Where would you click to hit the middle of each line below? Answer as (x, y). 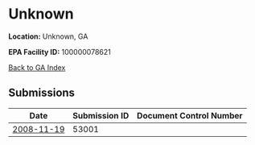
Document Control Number (189, 115)
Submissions (41, 93)
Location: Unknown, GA (48, 36)
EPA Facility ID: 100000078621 (60, 52)
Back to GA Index (37, 67)
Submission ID (101, 115)
